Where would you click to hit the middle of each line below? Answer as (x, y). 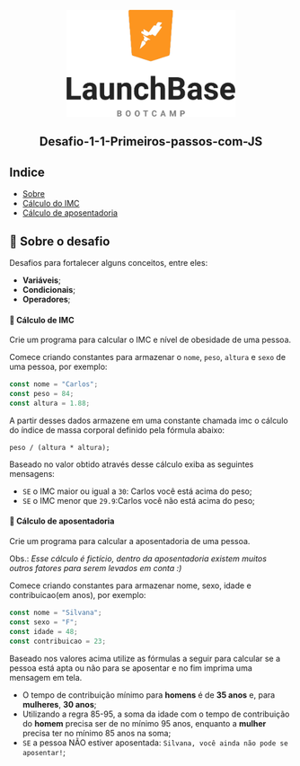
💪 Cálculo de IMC (42, 320)
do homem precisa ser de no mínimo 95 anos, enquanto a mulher (144, 723)
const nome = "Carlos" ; (54, 384)
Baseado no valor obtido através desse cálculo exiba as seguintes (132, 464)
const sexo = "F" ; (44, 622)
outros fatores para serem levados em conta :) (96, 568)
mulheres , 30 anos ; (59, 704)
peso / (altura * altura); (60, 447)
